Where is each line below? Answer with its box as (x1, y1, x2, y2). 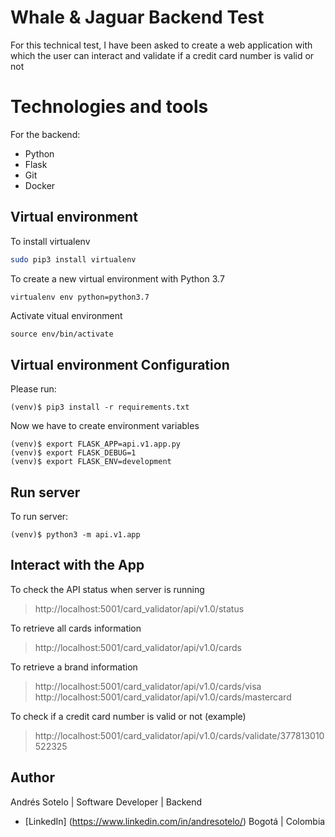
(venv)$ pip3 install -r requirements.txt (10, 402, 190, 413)
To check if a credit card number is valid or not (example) (10, 710, 247, 722)
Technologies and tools (10, 96, 209, 118)
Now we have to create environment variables (10, 420, 200, 432)
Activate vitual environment (10, 310, 123, 322)
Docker (24, 179, 56, 191)
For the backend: (10, 128, 81, 140)
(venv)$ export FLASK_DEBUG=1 (10, 448, 137, 458)
